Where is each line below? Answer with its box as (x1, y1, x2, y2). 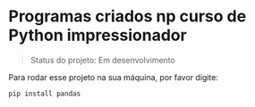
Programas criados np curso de (8, 6, 247, 27)
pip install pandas (8, 89, 81, 98)
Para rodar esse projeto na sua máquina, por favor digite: (8, 71, 218, 82)
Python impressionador (8, 25, 187, 45)
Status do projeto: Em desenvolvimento (30, 54, 175, 65)
